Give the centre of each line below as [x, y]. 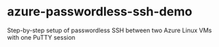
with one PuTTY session [41, 37]
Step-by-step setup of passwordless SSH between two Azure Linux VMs [109, 30]
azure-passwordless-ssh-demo [100, 12]
